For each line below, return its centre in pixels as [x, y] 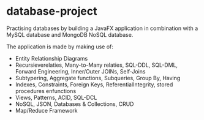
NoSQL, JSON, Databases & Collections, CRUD [74, 104]
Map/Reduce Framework [46, 110]
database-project [52, 11]
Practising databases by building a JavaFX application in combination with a [102, 28]
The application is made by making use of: [60, 47]
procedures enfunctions [46, 91]
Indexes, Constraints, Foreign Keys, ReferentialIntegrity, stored [94, 84]
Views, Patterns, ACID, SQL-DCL [56, 97]
